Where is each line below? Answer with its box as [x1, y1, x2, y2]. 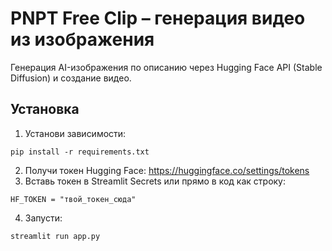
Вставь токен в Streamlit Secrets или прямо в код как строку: [24, 175, 287, 187]
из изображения [10, 28, 155, 51]
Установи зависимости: [24, 127, 127, 139]
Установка [10, 101, 80, 118]
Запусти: [24, 212, 63, 224]
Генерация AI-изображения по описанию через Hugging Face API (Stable [10, 61, 323, 73]
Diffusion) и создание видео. [10, 72, 132, 84]
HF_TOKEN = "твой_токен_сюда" [10, 194, 137, 204]
